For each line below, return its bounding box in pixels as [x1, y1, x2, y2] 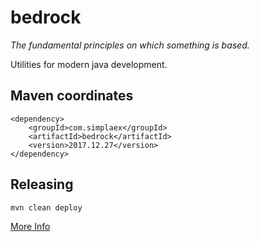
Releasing [10, 176, 74, 193]
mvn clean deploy [10, 202, 83, 213]
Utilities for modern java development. [10, 58, 168, 70]
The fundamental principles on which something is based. [10, 39, 250, 51]
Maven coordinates [10, 87, 134, 105]
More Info [10, 220, 51, 232]
